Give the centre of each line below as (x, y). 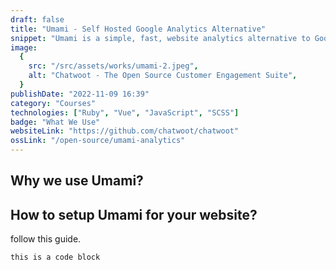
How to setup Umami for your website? (134, 214)
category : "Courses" (53, 103)
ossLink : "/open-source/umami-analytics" (98, 141)
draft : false (37, 19)
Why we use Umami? (77, 181)
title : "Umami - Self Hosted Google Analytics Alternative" (138, 29)
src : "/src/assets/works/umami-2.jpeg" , (113, 66)
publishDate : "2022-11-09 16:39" (80, 94)
